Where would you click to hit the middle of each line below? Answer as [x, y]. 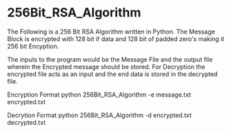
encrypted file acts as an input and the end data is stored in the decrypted [112, 74]
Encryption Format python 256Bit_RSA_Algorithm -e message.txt [99, 95]
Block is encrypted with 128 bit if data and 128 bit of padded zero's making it [116, 38]
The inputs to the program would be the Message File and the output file [110, 59]
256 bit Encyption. [33, 46]
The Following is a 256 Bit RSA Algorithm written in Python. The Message [111, 32]
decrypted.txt [27, 122]
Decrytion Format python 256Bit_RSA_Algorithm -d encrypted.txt [99, 115]
